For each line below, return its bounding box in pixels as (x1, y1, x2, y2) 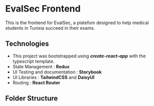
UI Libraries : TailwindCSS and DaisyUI (12, 74, 95, 80)
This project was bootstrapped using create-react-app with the (12, 53, 146, 59)
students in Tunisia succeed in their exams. (5, 25, 95, 31)
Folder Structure (5, 94, 58, 103)
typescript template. (12, 58, 55, 64)
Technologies (5, 40, 49, 48)
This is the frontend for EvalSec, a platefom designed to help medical (5, 20, 149, 26)
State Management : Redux (12, 63, 70, 69)
